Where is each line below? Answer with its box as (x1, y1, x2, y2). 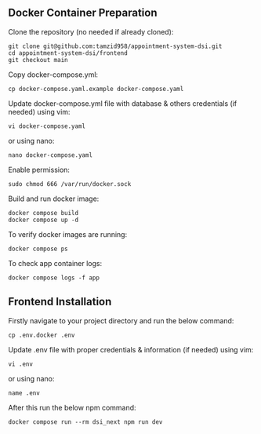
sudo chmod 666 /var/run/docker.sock (8, 180, 132, 188)
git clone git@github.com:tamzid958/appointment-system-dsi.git (8, 42, 223, 50)
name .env (8, 388, 41, 397)
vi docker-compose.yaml (8, 122, 86, 130)
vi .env (8, 360, 34, 368)
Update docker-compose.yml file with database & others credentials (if (8, 98, 237, 108)
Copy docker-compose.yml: (8, 70, 99, 79)
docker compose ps (8, 245, 68, 253)
